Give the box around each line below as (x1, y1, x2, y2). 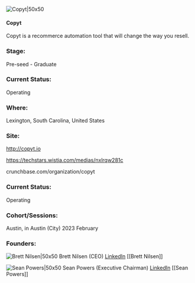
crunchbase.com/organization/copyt (6, 168, 96, 175)
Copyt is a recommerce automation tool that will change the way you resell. (6, 33, 190, 40)
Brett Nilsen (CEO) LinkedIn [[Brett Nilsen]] (58, 253, 163, 260)
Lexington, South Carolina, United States (6, 117, 105, 124)
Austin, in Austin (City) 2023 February (6, 224, 99, 231)
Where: (6, 104, 28, 112)
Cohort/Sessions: (6, 211, 58, 219)
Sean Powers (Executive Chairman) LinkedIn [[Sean (62, 264, 188, 272)
